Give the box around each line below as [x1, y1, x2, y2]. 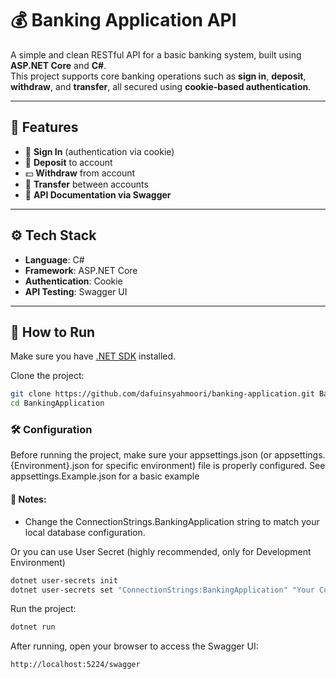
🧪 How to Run [10, 323, 96, 341]
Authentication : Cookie [24, 275, 123, 287]
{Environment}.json [10, 460, 90, 472]
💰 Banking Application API [10, 9, 237, 32]
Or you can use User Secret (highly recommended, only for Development [10, 545, 312, 557]
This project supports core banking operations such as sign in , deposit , [10, 70, 307, 82]
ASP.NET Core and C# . [10, 59, 107, 71]
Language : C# [24, 253, 85, 266]
